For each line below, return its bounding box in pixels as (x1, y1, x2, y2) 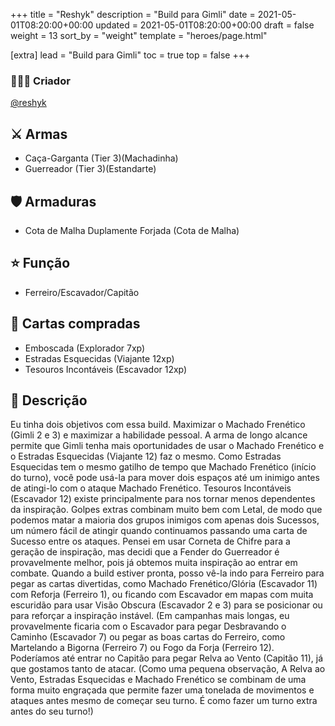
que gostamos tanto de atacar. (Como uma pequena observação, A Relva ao (10, 663, 326, 675)
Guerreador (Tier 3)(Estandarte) (24, 163, 157, 175)
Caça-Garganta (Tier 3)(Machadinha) (24, 152, 179, 164)
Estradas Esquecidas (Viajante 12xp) (24, 352, 175, 364)
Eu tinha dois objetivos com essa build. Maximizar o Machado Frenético (10, 419, 306, 431)
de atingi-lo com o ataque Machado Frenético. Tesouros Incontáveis (10, 482, 292, 494)
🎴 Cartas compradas (10, 315, 141, 333)
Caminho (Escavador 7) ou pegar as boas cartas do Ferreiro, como (10, 631, 286, 643)
